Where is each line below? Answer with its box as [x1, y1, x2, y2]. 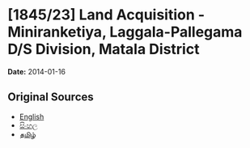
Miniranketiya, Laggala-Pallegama [7, 23, 243, 41]
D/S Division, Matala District [7, 40, 200, 58]
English [19, 112, 44, 121]
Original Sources [7, 91, 94, 104]
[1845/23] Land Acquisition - [7, 6, 206, 24]
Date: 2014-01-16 [7, 66, 66, 76]
